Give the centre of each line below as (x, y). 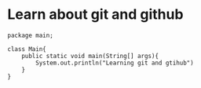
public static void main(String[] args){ (90, 56)
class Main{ (27, 49)
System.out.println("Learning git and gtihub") (115, 63)
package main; (31, 35)
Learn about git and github (95, 15)
